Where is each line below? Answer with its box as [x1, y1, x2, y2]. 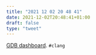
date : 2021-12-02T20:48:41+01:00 [6, 14, 91, 20]
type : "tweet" [6, 25, 42, 32]
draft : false [6, 20, 39, 26]
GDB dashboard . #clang [6, 42, 65, 49]
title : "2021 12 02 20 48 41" [6, 8, 83, 15]
